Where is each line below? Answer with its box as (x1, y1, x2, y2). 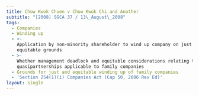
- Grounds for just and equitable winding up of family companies (11, 69, 179, 75)
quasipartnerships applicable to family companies (17, 63, 145, 70)
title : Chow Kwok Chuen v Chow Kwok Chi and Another (6, 8, 139, 15)
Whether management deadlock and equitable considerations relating (17, 58, 190, 64)
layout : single (6, 80, 44, 86)
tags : (6, 19, 20, 25)
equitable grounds (17, 47, 62, 53)
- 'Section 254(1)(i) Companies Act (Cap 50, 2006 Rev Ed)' (11, 74, 163, 80)
